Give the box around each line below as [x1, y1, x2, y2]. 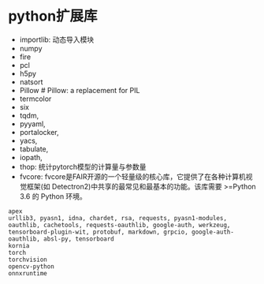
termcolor [19, 94, 52, 103]
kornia [8, 241, 30, 249]
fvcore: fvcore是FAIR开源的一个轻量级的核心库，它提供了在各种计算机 [19, 171, 246, 181]
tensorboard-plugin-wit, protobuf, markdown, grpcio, [8, 228, 189, 236]
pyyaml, [19, 119, 46, 129]
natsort [19, 77, 43, 87]
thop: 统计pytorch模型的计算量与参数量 [19, 162, 147, 171]
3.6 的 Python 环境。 [19, 191, 87, 201]
